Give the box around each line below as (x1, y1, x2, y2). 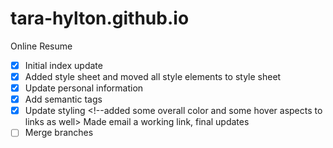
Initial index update (24, 59, 103, 71)
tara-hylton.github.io (10, 7, 190, 30)
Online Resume (10, 40, 73, 52)
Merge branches (24, 127, 94, 139)
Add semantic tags (24, 93, 103, 106)
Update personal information (24, 82, 144, 94)
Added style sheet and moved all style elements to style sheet (24, 71, 282, 82)
